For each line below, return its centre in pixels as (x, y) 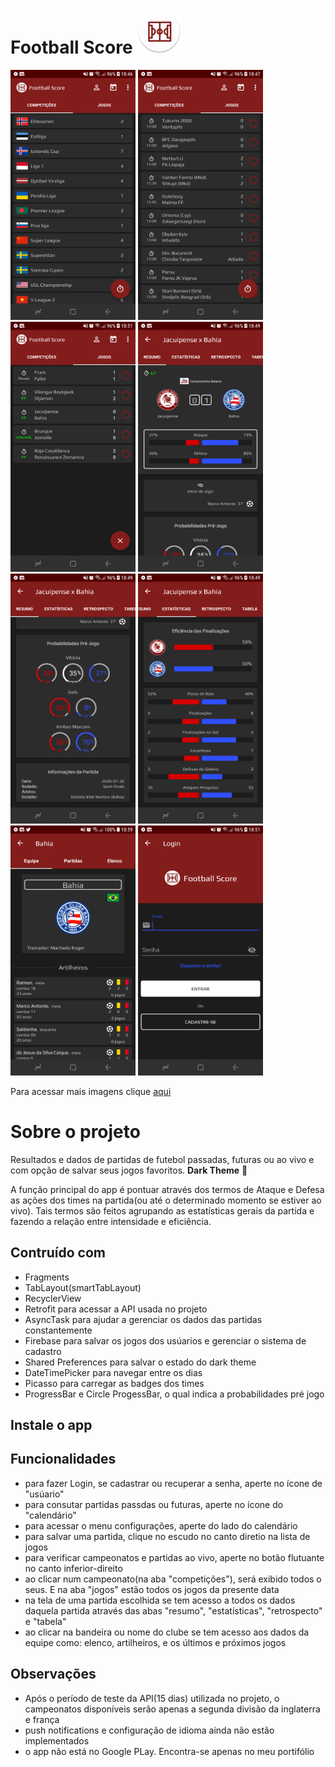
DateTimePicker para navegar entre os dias (113, 1372)
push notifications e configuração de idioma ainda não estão (149, 1730)
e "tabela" (45, 1621)
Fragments (47, 1277)
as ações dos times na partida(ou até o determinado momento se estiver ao (166, 1200)
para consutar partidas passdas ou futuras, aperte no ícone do (154, 1504)
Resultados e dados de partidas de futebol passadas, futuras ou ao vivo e (162, 1159)
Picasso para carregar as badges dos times (114, 1383)
